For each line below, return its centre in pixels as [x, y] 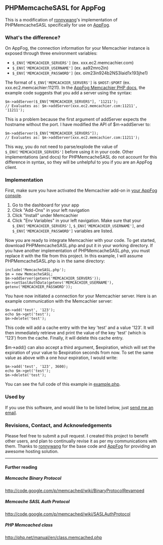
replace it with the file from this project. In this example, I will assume [74, 256]
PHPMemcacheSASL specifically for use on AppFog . [58, 25]
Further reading [21, 467]
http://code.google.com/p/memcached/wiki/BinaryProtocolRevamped [75, 490]
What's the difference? [33, 37]
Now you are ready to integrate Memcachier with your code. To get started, [81, 240]
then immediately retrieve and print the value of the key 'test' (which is [76, 333]
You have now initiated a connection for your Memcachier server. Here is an [81, 296]
